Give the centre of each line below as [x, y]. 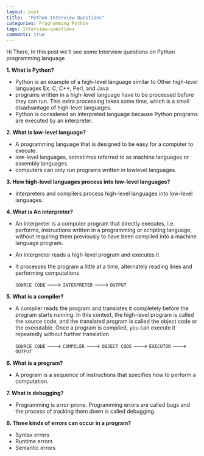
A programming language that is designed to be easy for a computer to [104, 144]
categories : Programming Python [47, 23]
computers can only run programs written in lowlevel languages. [96, 170]
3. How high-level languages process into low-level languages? [88, 182]
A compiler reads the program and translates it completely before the [102, 308]
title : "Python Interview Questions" [55, 18]
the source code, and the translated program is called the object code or [106, 321]
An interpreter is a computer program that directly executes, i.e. [95, 224]
